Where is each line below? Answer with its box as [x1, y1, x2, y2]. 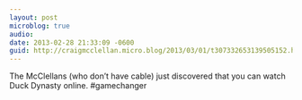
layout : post [9, 12, 58, 22]
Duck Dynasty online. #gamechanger [9, 80, 147, 91]
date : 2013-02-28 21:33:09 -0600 [9, 37, 135, 47]
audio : [9, 29, 34, 38]
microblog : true [9, 21, 70, 30]
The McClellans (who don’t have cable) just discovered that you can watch [9, 71, 286, 81]
